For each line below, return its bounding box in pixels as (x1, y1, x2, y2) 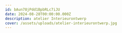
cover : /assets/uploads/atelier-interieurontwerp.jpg (5, 20, 118, 26)
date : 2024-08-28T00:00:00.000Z (5, 12, 71, 16)
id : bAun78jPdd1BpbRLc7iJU (5, 7, 60, 12)
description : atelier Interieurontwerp (5, 16, 87, 21)
